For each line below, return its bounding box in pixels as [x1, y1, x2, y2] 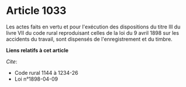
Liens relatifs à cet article [6, 46, 69, 53]
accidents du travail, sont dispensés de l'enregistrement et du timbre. [6, 35, 173, 42]
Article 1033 [6, 4, 67, 17]
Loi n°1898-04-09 [14, 75, 58, 82]
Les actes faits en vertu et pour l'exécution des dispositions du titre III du [6, 23, 181, 30]
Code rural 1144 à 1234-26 [14, 69, 79, 76]
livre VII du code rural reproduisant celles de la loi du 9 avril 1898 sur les [6, 29, 180, 36]
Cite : [6, 58, 17, 65]
